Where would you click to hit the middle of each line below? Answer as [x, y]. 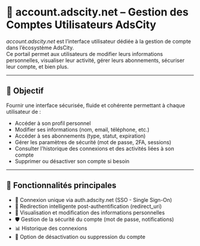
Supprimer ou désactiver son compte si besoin [72, 161]
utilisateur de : [24, 111]
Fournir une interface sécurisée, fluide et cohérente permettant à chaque [96, 105]
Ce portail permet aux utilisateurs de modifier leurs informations [85, 54]
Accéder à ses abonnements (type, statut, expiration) [80, 136]
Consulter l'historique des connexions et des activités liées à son [94, 148]
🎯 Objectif [25, 91]
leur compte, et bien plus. [37, 66]
